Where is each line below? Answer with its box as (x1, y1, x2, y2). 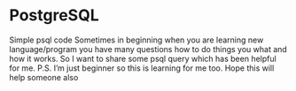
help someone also (9, 72, 79, 82)
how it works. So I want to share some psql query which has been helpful (9, 53, 277, 64)
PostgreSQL (9, 5, 99, 26)
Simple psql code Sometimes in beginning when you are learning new (9, 34, 264, 45)
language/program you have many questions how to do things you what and (9, 43, 288, 54)
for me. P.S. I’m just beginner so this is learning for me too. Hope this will (9, 63, 275, 73)
